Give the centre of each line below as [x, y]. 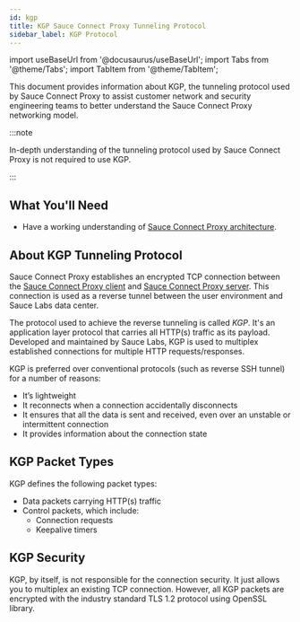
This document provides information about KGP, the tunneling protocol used [150, 87]
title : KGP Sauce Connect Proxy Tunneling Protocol [107, 26]
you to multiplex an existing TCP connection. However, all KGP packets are [147, 589]
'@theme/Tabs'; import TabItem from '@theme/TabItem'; [114, 69]
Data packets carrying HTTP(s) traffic [91, 501]
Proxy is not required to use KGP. [70, 160]
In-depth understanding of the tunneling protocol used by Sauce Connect [145, 150]
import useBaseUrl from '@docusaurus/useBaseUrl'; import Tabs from [139, 60]
